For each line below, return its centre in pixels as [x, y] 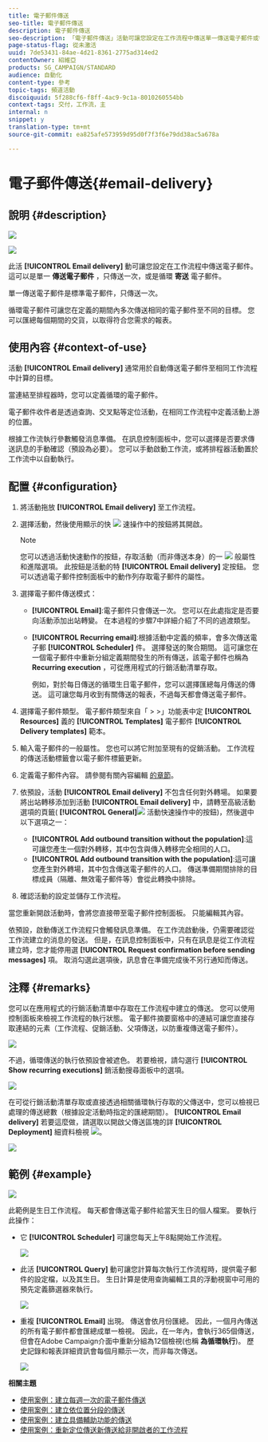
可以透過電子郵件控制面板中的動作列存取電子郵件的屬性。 [114, 576]
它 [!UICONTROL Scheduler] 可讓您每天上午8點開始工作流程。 [123, 1237]
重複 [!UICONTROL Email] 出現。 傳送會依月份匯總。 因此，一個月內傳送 [139, 1321]
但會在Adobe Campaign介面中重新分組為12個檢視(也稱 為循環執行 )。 [132, 1341]
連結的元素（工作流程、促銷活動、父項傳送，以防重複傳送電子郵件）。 [128, 1028]
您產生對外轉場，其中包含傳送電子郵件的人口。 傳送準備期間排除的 [141, 869]
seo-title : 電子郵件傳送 [46, 23]
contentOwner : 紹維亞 [42, 61]
